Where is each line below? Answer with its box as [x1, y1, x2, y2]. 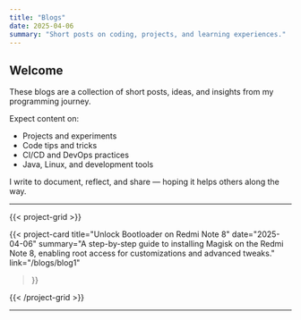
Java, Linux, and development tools [21, 159, 154, 170]
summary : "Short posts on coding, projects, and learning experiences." [9, 29, 287, 38]
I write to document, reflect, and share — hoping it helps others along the [9, 176, 280, 188]
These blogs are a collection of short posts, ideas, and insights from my [9, 87, 274, 97]
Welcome [9, 63, 64, 78]
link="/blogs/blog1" [9, 257, 81, 268]
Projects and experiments [21, 131, 117, 141]
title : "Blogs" [9, 13, 66, 22]
